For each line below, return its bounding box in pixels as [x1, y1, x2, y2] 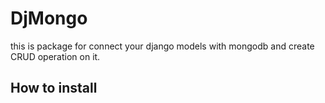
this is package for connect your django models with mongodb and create [10, 40, 315, 52]
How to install [10, 80, 98, 97]
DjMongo [10, 7, 88, 30]
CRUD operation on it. [10, 50, 101, 62]
